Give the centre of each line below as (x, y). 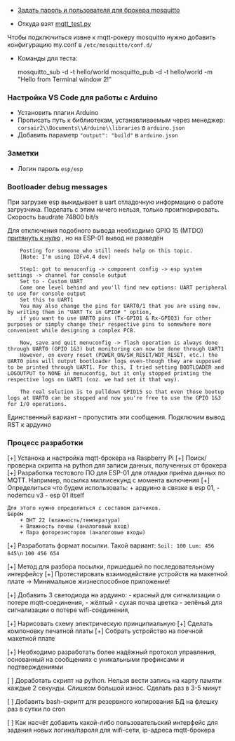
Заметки (23, 154)
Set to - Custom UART (51, 281)
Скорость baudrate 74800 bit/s (53, 217)
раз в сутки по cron (36, 709)
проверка (22, 465)
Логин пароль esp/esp (50, 168)
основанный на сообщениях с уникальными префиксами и (96, 660)
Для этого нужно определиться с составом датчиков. (84, 508)
